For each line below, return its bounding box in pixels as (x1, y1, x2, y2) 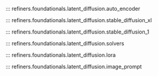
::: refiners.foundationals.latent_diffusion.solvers (5, 40, 124, 47)
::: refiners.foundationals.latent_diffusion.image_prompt (5, 63, 142, 70)
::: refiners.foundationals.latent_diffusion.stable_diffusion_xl (5, 17, 152, 23)
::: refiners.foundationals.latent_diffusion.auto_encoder (5, 5, 141, 12)
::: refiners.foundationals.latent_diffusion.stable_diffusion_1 (5, 28, 150, 35)
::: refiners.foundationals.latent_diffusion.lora (5, 51, 116, 59)
